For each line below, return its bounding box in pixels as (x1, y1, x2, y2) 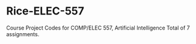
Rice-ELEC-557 (6, 4, 85, 18)
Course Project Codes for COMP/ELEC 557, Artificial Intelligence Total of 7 (6, 24, 191, 31)
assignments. (6, 30, 40, 37)
